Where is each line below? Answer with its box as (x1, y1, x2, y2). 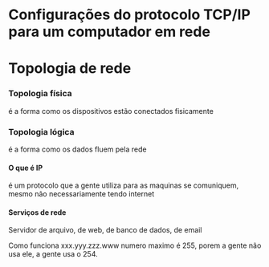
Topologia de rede (8, 59, 132, 78)
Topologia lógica (8, 126, 75, 137)
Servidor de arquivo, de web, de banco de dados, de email (8, 225, 202, 235)
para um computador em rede (8, 22, 211, 41)
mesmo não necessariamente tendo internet (8, 189, 155, 199)
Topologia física (8, 88, 72, 99)
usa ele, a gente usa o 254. (8, 249, 98, 259)
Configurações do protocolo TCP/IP (8, 6, 251, 24)
